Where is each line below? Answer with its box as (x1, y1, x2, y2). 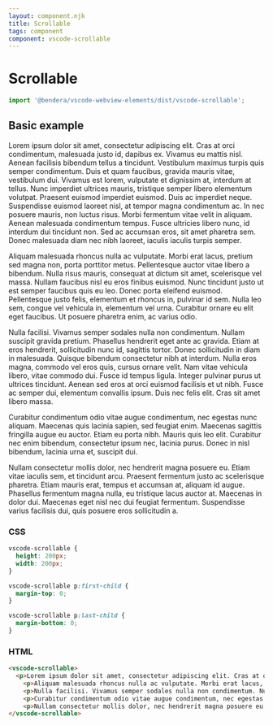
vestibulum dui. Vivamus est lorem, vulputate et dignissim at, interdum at (8, 175, 252, 185)
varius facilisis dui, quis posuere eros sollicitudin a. (8, 506, 179, 515)
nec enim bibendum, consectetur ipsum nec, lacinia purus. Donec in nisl (8, 438, 250, 448)
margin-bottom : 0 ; (15, 619, 79, 627)
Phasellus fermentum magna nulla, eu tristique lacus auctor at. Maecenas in (8, 488, 262, 498)
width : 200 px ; (15, 559, 63, 567)
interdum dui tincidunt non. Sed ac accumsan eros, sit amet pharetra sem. (8, 227, 256, 237)
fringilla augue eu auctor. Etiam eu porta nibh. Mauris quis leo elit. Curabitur (8, 429, 262, 439)
